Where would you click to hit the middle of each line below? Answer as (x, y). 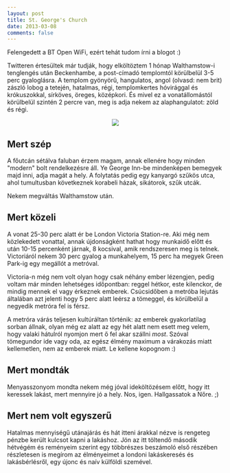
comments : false (30, 33)
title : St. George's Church (47, 20)
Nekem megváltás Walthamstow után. (61, 196)
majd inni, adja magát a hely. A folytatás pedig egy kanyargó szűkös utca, (111, 176)
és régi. (18, 109)
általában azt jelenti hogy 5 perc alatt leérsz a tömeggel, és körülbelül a (108, 298)
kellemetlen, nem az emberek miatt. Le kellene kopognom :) (92, 348)
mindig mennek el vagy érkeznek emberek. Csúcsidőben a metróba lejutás (113, 291)
